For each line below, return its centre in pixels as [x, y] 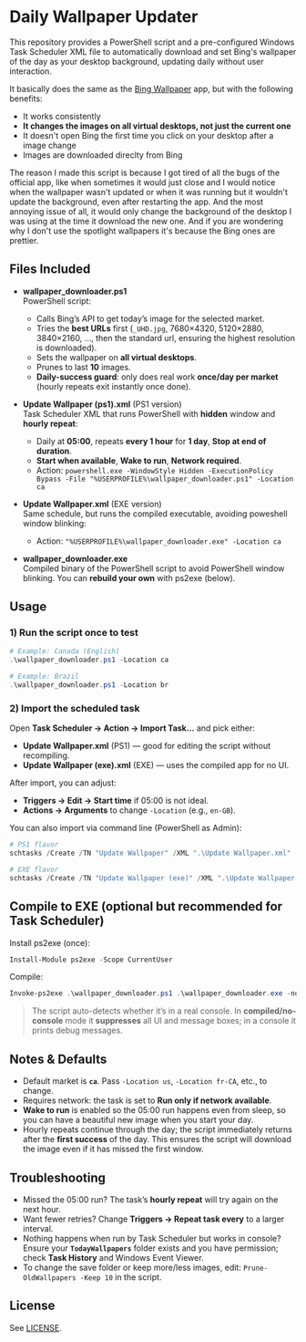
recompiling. [46, 755]
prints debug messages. [77, 1030]
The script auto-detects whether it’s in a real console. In [136, 1011]
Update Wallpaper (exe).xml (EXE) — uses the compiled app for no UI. [156, 765]
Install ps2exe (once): [50, 942]
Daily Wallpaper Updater [104, 17]
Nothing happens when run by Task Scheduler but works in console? [152, 1238]
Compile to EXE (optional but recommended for [146, 906]
